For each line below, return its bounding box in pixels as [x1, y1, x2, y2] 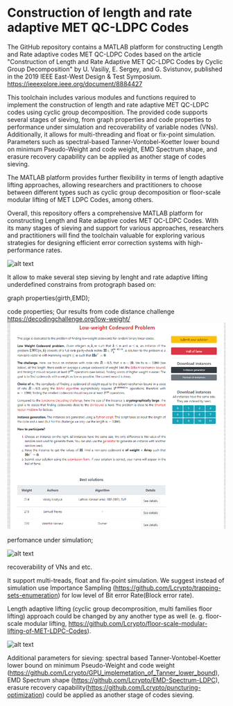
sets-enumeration [7, 591, 58, 599]
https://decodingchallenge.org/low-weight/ [7, 315, 130, 323]
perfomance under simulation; [7, 536, 94, 544]
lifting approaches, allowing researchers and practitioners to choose [7, 180, 202, 189]
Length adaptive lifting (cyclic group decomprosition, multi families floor [7, 604, 213, 613]
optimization [7, 691, 43, 699]
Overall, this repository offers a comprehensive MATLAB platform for [7, 209, 203, 217]
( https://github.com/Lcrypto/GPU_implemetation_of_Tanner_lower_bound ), [7, 668, 220, 677]
